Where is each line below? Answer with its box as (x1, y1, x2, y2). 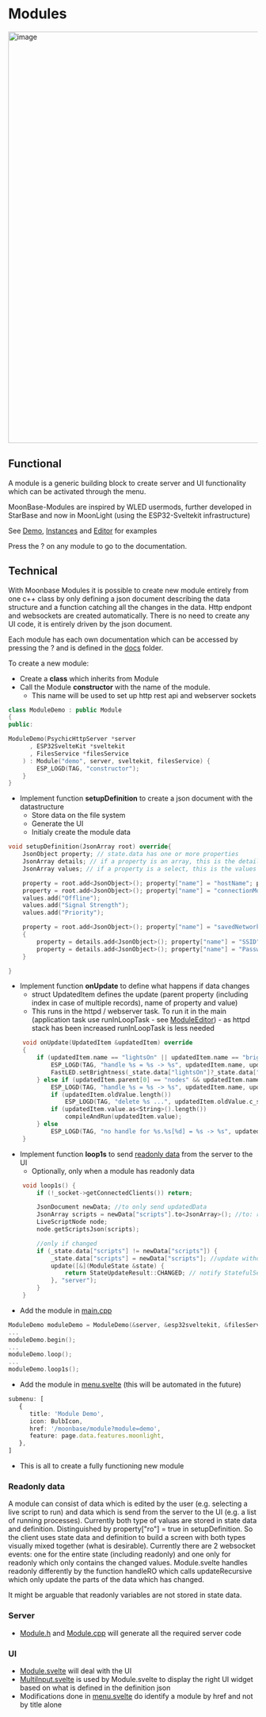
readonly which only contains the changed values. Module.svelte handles (8, 1558, 248, 1568)
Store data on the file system (31, 811, 126, 820)
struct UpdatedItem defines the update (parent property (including (31, 990, 249, 999)
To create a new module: (8, 658, 89, 668)
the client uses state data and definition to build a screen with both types (8, 1533, 246, 1542)
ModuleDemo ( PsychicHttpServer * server (8, 735, 136, 743)
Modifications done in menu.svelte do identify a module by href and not (19, 1691, 253, 1700)
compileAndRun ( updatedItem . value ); (64, 1113, 182, 1121)
